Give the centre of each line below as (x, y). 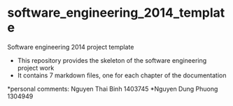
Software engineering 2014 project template (71, 47)
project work (36, 68)
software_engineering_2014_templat (116, 13)
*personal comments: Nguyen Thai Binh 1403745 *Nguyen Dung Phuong (113, 89)
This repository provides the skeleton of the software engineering (112, 60)
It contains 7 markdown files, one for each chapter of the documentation (122, 75)
